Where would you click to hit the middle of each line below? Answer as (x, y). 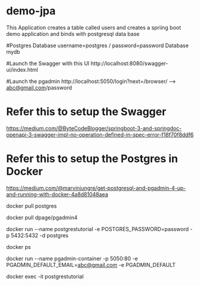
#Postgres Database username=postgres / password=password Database (98, 45)
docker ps (19, 247)
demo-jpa (31, 11)
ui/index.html (22, 69)
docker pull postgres (32, 206)
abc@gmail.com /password (39, 87)
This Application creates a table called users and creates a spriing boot (94, 27)
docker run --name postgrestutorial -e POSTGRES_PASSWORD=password (98, 229)
